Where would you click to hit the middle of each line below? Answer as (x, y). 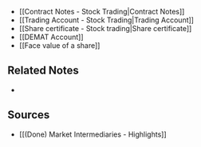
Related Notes (43, 71)
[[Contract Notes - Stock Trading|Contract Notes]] (102, 12)
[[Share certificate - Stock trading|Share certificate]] (105, 28)
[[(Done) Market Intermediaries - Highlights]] (93, 134)
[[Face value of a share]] (59, 46)
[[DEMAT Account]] (51, 37)
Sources (29, 115)
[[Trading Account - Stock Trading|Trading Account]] (106, 20)
